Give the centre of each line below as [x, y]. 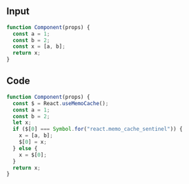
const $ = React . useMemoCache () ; [61, 103]
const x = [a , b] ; [39, 47]
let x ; [22, 123]
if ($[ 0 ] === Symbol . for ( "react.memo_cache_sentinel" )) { [98, 129]
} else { [25, 148]
